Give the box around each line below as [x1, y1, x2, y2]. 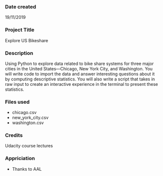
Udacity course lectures [5, 143, 53, 149]
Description [5, 49, 33, 56]
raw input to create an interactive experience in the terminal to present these [5, 81, 158, 87]
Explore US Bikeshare [5, 37, 49, 43]
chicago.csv [12, 110, 37, 115]
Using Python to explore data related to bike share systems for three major [5, 61, 154, 66]
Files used [5, 98, 30, 105]
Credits [5, 132, 23, 139]
